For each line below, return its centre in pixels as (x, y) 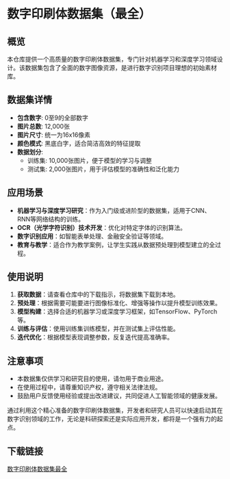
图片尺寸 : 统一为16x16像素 (54, 135)
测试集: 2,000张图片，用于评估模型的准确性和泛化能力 (103, 169)
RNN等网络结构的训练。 (50, 219)
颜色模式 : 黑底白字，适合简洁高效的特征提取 (79, 143)
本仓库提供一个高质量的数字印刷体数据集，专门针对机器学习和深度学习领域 (112, 59)
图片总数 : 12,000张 (43, 126)
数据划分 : (30, 152)
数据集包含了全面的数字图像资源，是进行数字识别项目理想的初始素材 (121, 68)
